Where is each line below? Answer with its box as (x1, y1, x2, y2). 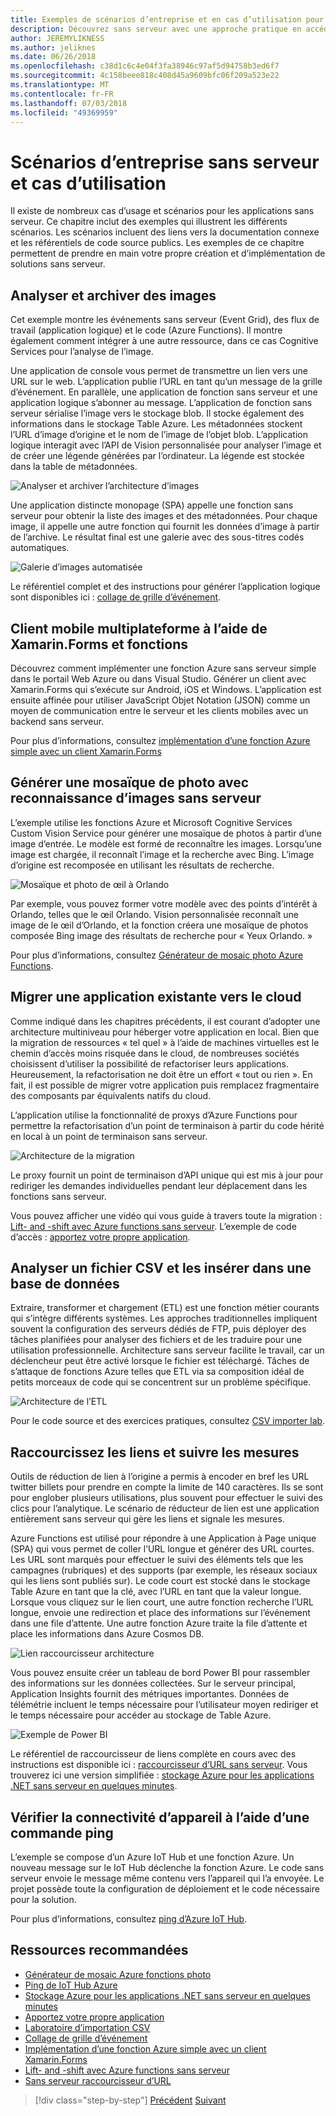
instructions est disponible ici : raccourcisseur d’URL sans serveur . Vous (10, 1759, 308, 1771)
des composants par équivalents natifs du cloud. (10, 1089, 212, 1101)
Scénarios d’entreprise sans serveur (10, 151, 320, 173)
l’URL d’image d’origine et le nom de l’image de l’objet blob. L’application (10, 429, 309, 441)
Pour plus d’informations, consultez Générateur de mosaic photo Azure (10, 949, 304, 961)
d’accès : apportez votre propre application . (10, 1231, 191, 1243)
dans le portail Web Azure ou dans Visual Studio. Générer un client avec (10, 672, 307, 685)
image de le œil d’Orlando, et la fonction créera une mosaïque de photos (10, 919, 309, 931)
